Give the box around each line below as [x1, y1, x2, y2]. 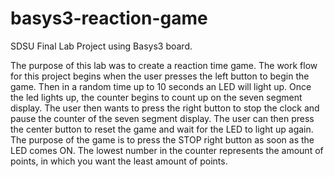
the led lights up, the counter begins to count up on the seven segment [10, 91, 303, 103]
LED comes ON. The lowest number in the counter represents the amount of [10, 144, 324, 156]
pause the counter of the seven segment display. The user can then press [10, 112, 315, 124]
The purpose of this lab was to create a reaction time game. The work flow [10, 59, 318, 71]
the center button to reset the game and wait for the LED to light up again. [10, 123, 314, 135]
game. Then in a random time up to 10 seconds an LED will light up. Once [10, 80, 312, 92]
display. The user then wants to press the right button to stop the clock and [10, 102, 320, 114]
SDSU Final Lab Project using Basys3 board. [10, 40, 193, 52]
